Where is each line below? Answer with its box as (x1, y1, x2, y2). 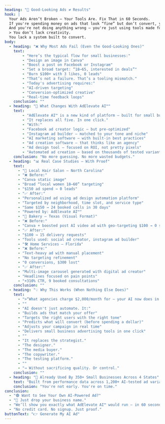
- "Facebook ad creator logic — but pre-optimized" (22, 127, 131, 131)
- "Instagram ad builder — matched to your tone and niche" (22, 131, 148, 136)
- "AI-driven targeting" (22, 85, 73, 90)
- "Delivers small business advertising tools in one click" (17, 329, 146, 334)
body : (4, 40, 16, 44)
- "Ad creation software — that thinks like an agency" (22, 140, 139, 146)
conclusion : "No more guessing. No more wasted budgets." (13, 154, 135, 159)
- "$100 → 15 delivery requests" (17, 232, 87, 237)
